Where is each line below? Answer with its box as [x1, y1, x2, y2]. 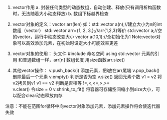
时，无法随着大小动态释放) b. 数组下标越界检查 [12, 10, 109, 16]
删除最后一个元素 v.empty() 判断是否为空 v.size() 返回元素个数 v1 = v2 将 [12, 74, 162, 79]
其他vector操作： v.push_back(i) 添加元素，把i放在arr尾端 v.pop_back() [12, 67, 160, 73]
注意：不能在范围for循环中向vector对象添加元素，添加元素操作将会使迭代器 [5, 103, 160, 109]
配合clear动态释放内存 [17, 92, 63, 98]
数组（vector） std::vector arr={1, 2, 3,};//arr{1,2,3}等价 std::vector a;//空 [12, 27, 162, 33]
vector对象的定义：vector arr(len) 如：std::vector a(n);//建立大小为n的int [12, 21, 162, 27]
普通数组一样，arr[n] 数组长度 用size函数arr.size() [22, 57, 125, 62]
